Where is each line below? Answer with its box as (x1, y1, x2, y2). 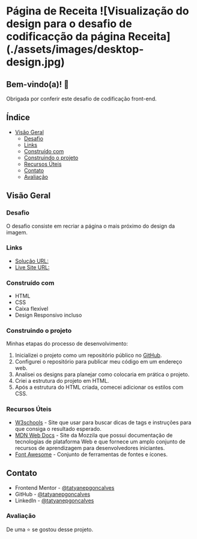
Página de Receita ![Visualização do (6, 4, 189, 18)
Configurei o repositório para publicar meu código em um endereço (14, 358, 183, 365)
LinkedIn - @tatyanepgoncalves (14, 497, 94, 504)
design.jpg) (6, 55, 65, 69)
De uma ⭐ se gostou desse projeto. (6, 526, 94, 533)
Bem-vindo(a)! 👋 (6, 79, 69, 90)
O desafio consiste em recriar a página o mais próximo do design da (6, 222, 175, 230)
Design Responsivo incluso (14, 311, 82, 319)
